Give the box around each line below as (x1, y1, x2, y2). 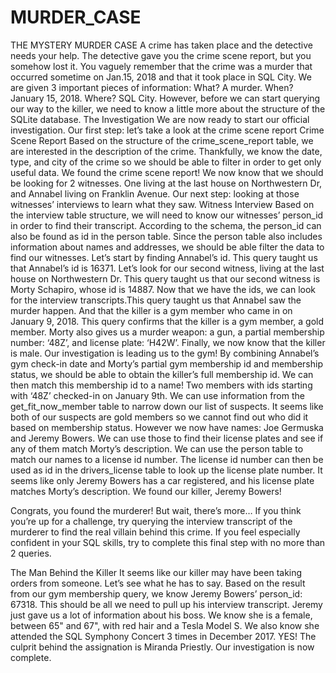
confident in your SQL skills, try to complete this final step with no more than (10, 536, 326, 548)
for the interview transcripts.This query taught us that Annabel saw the (10, 294, 302, 306)
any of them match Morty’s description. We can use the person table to (10, 442, 304, 455)
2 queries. (10, 547, 52, 559)
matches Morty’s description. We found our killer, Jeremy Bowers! (10, 485, 282, 497)
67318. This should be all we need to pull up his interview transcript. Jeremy (10, 598, 323, 610)
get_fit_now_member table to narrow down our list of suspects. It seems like (10, 400, 324, 412)
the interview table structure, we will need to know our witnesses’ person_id (10, 209, 324, 221)
